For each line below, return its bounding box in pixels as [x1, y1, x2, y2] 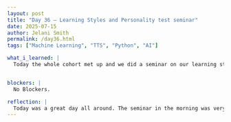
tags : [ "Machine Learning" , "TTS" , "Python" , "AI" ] [7, 42, 158, 49]
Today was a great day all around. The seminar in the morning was [13, 105, 211, 112]
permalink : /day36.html [7, 36, 76, 43]
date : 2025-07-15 [7, 23, 57, 30]
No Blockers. [13, 85, 51, 93]
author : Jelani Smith [7, 29, 69, 37]
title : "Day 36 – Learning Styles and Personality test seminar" [7, 17, 198, 23]
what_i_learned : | [7, 54, 60, 62]
